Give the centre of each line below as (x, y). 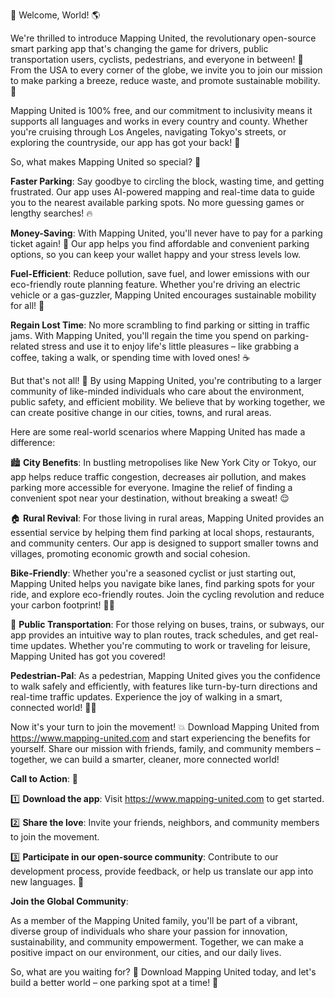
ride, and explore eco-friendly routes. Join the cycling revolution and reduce (167, 594)
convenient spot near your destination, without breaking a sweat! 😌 (150, 498)
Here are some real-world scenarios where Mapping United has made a (158, 432)
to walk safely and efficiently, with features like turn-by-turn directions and (164, 686)
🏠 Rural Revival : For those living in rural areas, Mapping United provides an (167, 518)
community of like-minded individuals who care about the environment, (157, 391)
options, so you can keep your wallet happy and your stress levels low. (156, 254)
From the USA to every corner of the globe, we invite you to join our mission (166, 70)
